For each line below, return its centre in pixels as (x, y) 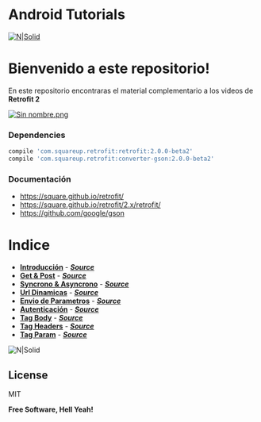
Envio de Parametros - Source (70, 301)
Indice (29, 246)
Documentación (40, 178)
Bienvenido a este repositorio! (109, 69)
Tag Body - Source (51, 318)
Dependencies (37, 135)
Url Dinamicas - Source (59, 293)
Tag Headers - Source (57, 326)
